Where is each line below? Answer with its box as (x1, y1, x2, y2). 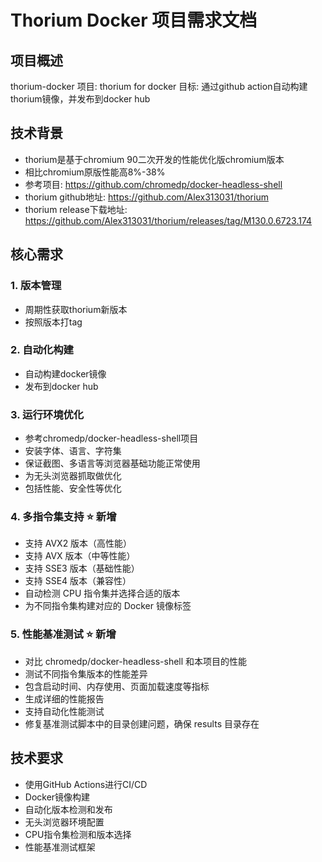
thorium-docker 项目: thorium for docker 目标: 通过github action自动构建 (10, 81, 308, 92)
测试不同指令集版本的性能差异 (24, 667, 148, 680)
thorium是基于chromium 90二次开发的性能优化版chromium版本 (24, 153, 285, 165)
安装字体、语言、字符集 (24, 445, 122, 457)
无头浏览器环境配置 (24, 816, 105, 828)
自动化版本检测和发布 (24, 803, 113, 815)
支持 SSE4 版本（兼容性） (24, 575, 132, 587)
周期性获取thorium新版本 (24, 303, 128, 315)
